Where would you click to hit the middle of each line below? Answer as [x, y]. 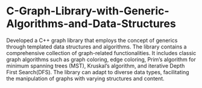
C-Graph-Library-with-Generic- [88, 11]
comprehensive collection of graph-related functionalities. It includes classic [101, 53]
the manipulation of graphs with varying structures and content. [85, 78]
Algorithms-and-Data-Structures [91, 24]
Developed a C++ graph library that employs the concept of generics [92, 40]
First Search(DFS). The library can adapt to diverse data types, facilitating [98, 72]
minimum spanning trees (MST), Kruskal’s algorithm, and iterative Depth [96, 66]
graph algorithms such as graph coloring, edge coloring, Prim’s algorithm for [101, 59]
